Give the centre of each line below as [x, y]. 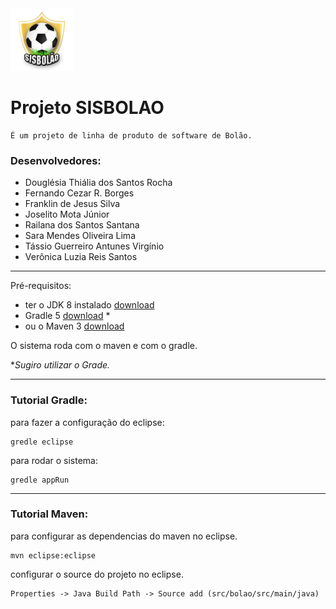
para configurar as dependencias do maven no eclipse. [124, 536]
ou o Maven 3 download [74, 326]
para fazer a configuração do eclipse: [87, 422]
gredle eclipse [42, 442]
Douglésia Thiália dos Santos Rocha [98, 183]
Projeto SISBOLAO [87, 108]
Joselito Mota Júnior [67, 214]
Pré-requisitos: [41, 286]
